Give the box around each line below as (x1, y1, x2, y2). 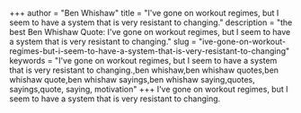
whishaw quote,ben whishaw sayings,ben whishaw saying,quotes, (9, 74, 255, 84)
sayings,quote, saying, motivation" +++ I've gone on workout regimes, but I (9, 84, 288, 94)
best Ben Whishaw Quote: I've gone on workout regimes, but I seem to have (9, 27, 291, 37)
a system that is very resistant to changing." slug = (9, 36, 198, 47)
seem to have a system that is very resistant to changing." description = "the (9, 17, 293, 28)
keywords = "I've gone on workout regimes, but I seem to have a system (9, 56, 278, 65)
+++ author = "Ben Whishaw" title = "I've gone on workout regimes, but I (9, 8, 279, 18)
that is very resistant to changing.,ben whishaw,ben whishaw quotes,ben (9, 65, 279, 75)
